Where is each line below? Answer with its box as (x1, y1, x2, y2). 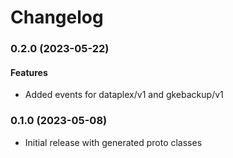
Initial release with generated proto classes (24, 136, 203, 148)
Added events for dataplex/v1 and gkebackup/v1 (24, 89, 224, 101)
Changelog (10, 6, 104, 29)
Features (10, 66, 48, 78)
